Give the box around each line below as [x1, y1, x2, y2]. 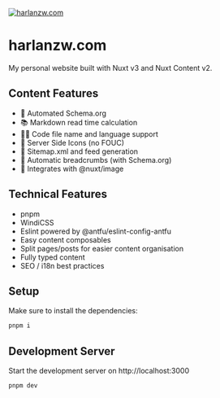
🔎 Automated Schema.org [19, 108, 107, 118]
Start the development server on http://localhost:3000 [8, 366, 189, 376]
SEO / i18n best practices [19, 260, 105, 270]
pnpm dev [8, 382, 38, 390]
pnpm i [8, 321, 31, 330]
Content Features [8, 86, 99, 101]
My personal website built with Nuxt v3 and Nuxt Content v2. [8, 63, 213, 72]
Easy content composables [19, 234, 111, 244]
